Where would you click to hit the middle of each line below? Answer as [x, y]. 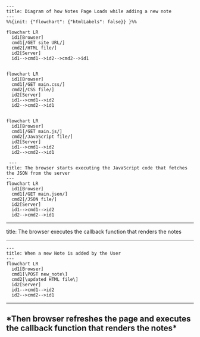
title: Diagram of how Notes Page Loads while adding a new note [89, 11]
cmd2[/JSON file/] [35, 199]
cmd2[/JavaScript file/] [42, 137]
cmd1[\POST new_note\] [40, 274]
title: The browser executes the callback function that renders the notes [94, 231]
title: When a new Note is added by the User [63, 253]
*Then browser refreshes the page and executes [99, 319]
